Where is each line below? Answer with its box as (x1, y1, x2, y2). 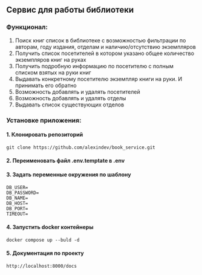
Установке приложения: (6, 116, 82, 125)
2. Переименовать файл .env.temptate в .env (6, 157, 125, 164)
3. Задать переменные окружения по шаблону (6, 171, 131, 178)
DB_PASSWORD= (6, 190, 39, 196)
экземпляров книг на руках (15, 56, 86, 63)
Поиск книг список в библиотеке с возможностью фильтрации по (15, 36, 186, 44)
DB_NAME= (6, 195, 28, 201)
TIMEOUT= (6, 211, 28, 217)
